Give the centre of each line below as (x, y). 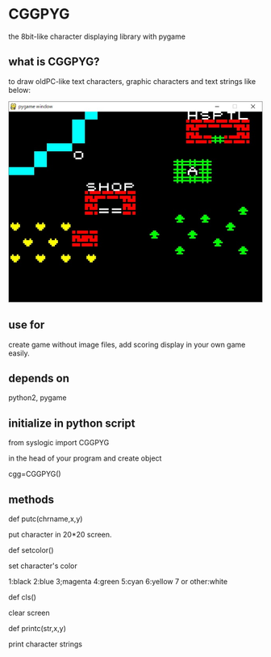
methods (31, 499)
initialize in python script (72, 423)
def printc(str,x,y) (38, 629)
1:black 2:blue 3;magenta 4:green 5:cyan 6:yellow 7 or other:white (118, 582)
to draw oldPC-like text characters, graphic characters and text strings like (132, 81)
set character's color (43, 566)
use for (27, 325)
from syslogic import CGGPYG (59, 443)
